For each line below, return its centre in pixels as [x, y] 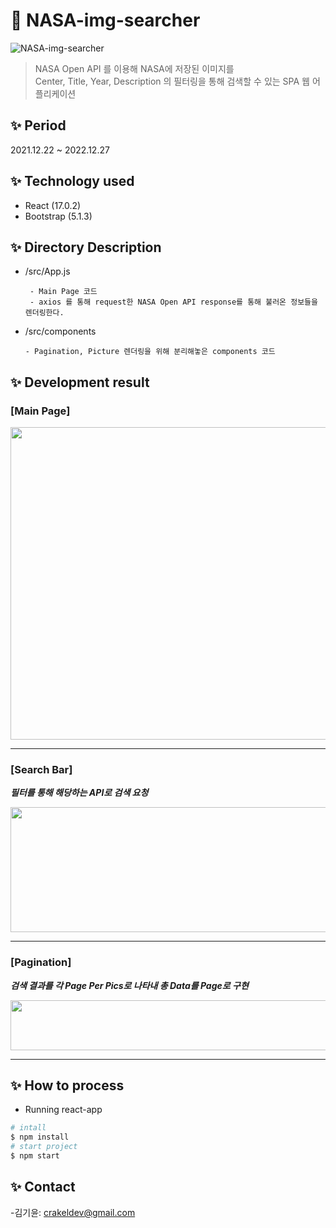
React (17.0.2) [53, 205]
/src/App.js [47, 271]
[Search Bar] [41, 769]
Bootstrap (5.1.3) [58, 216]
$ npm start [35, 1156]
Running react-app [63, 1110]
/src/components [60, 331]
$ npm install [40, 1137]
